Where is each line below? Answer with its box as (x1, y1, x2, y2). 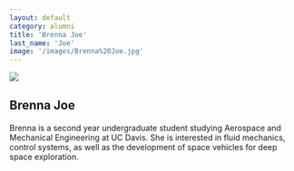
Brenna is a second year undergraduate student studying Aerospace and (9, 123, 281, 134)
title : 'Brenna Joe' (9, 30, 88, 39)
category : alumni (9, 22, 75, 31)
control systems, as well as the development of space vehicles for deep (9, 142, 278, 153)
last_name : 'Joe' (9, 38, 75, 48)
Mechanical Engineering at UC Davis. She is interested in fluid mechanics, (9, 132, 286, 143)
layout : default (9, 13, 71, 23)
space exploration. (9, 151, 79, 163)
